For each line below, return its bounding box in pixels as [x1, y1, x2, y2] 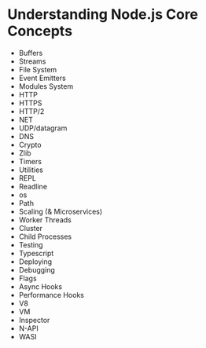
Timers [18, 156, 42, 166]
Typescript [18, 248, 54, 258]
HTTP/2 [18, 106, 45, 115]
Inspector [18, 315, 50, 324]
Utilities [18, 165, 44, 174]
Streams [18, 57, 46, 66]
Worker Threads [18, 214, 72, 225]
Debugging [18, 265, 56, 274]
